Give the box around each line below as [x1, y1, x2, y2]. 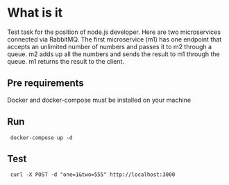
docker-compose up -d [10, 134, 73, 141]
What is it [7, 5, 63, 21]
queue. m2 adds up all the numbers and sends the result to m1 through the [7, 50, 220, 58]
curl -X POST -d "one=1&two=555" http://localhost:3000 [10, 171, 176, 178]
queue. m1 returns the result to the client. [7, 57, 125, 65]
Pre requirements [7, 78, 85, 89]
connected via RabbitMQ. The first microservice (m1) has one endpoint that [7, 35, 222, 43]
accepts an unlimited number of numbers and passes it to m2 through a [7, 42, 212, 51]
